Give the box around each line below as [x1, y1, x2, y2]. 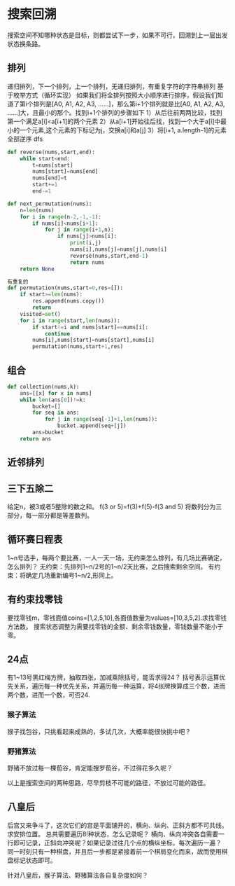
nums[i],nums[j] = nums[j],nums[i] [69, 246, 168, 253]
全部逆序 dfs [7, 134, 43, 143]
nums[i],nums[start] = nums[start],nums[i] [32, 337, 155, 344]
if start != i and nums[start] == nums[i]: [32, 324, 149, 331]
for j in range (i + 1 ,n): [44, 226, 114, 233]
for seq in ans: [32, 409, 80, 417]
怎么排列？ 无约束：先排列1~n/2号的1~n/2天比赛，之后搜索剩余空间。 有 [7, 562, 215, 571]
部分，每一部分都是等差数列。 [7, 511, 93, 520]
